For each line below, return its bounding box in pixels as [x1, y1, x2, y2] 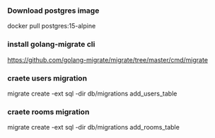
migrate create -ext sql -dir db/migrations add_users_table [7, 89, 178, 98]
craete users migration [7, 73, 87, 83]
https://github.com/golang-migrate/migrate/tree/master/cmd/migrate [7, 55, 209, 64]
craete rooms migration [7, 107, 90, 117]
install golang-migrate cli [7, 40, 95, 50]
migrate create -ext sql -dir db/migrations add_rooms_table [7, 123, 180, 132]
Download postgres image [7, 6, 100, 16]
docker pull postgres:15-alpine [7, 22, 96, 30]
